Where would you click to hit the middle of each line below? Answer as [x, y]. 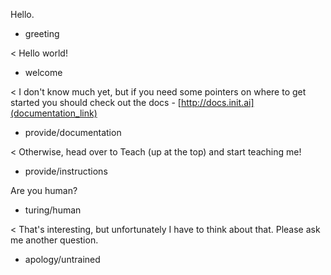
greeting [42, 33]
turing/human [53, 210]
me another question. [54, 240]
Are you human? [44, 190]
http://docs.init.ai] [217, 102]
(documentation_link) [54, 113]
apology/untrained [62, 259]
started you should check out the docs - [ [96, 102]
